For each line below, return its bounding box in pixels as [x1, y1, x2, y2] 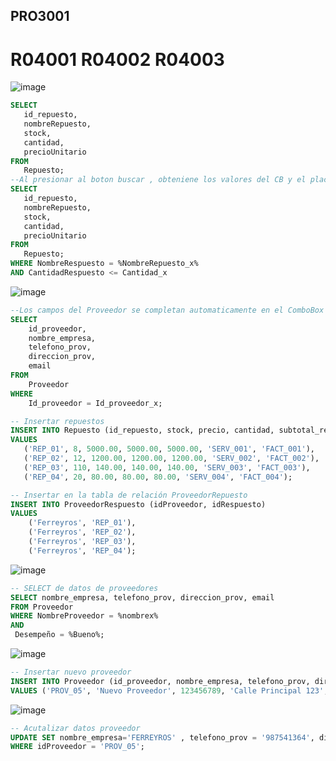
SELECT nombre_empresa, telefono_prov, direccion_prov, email [10, 592, 275, 603]
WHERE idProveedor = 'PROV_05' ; [10, 742, 145, 752]
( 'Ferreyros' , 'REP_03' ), [28, 537, 137, 547]
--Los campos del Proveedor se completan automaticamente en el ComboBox [10, 305, 325, 315]
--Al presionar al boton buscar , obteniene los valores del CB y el [10, 175, 307, 185]
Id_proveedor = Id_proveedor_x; [28, 398, 163, 408]
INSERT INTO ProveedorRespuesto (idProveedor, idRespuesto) [10, 499, 267, 509]
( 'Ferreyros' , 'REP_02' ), [28, 527, 137, 538]
